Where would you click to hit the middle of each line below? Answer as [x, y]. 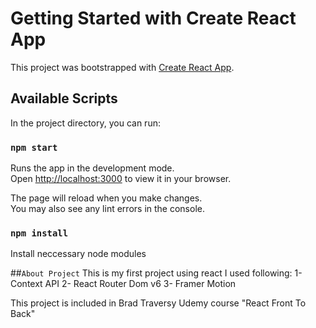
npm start [34, 147]
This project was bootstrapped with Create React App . [122, 67]
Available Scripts [64, 98]
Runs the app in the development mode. [92, 168]
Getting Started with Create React [153, 18]
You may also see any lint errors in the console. [107, 209]
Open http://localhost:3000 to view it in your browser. [121, 179]
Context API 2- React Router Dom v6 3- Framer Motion [123, 284]
